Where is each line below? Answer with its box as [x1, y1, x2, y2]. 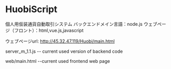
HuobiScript [5, 4, 58, 15]
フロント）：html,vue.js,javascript [14, 27, 84, 33]
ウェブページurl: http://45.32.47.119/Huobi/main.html [5, 38, 115, 44]
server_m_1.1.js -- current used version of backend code [5, 48, 123, 54]
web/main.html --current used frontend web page [5, 58, 110, 64]
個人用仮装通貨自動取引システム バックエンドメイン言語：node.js [5, 21, 143, 27]
